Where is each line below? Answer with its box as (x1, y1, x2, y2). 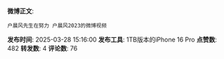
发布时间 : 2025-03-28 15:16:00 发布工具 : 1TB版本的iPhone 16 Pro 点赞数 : (7, 35, 218, 44)
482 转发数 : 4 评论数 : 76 (7, 44, 78, 52)
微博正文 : (7, 7, 34, 15)
